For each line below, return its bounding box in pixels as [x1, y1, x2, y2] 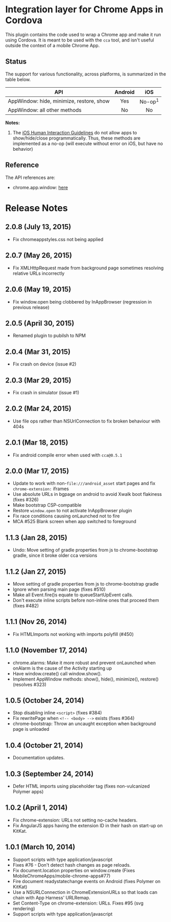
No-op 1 [139, 97, 159, 106]
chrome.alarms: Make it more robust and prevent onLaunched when [12, 659, 156, 666]
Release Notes [5, 203, 68, 214]
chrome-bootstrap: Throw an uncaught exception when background [12, 720, 156, 727]
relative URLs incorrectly [12, 270, 65, 276]
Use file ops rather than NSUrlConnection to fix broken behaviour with [12, 418, 161, 424]
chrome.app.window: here [12, 184, 68, 190]
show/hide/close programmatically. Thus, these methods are [12, 135, 141, 142]
